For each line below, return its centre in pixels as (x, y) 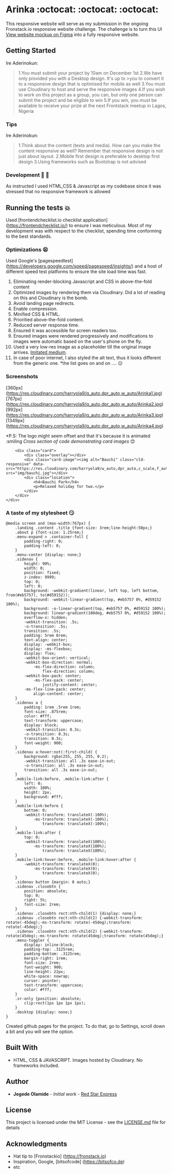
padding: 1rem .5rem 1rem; (53, 707)
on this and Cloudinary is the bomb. (51, 298)
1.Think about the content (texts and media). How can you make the (89, 146)
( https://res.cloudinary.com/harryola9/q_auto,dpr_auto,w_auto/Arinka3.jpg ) (85, 415)
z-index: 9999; (40, 578)
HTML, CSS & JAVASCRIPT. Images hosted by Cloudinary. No (78, 1060)
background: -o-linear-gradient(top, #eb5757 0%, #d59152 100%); (95, 609)
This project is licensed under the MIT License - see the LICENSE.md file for (86, 1122)
